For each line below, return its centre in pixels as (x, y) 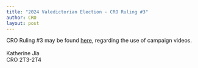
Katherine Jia (23, 53)
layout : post (23, 23)
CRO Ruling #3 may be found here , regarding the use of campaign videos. (99, 41)
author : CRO (21, 18)
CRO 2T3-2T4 (24, 60)
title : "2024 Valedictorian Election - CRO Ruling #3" (77, 12)
